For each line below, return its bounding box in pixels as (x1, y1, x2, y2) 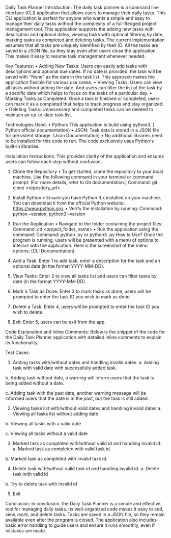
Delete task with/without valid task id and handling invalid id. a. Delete (12, 466, 159, 471)
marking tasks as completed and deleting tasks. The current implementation (5, 37, 165, 43)
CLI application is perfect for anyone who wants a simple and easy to (5, 15, 150, 21)
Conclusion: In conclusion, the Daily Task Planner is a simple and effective (5, 501, 161, 506)
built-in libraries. (5, 143, 40, 149)
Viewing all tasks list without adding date (12, 411, 98, 417)
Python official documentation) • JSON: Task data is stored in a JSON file (5, 127, 159, 133)
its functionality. (5, 340, 39, 346)
